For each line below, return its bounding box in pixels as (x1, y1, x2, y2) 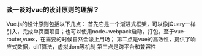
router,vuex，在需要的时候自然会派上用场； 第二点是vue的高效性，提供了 (6, 35, 191, 43)
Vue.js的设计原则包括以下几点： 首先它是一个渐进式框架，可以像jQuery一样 (6, 20, 196, 28)
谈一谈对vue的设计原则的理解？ (6, 5, 100, 13)
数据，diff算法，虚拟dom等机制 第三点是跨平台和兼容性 (17, 43, 156, 51)
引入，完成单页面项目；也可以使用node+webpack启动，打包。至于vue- (6, 28, 187, 35)
